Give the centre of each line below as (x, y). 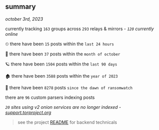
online (12, 34)
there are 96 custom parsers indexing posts (50, 97)
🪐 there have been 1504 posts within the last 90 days (61, 64)
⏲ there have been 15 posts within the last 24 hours (60, 44)
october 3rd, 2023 (24, 19)
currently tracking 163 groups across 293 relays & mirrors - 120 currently (80, 29)
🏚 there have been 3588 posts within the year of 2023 (62, 76)
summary (21, 7)
